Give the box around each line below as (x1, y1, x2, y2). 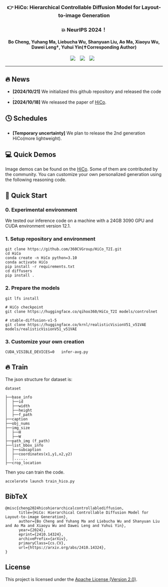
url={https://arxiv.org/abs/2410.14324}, (18, 545, 106, 550)
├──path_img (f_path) (5, 438, 50, 443)
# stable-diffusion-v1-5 (5, 317, 57, 323)
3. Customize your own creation (5, 338, 84, 345)
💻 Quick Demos (5, 150, 56, 159)
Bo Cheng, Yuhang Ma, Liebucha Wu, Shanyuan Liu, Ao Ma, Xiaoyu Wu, (8, 39, 160, 45)
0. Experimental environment (5, 206, 77, 213)
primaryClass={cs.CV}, (18, 540, 66, 545)
